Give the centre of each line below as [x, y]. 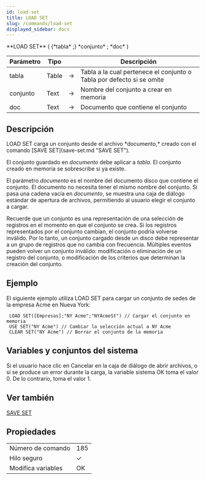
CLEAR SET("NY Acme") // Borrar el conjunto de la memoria [86, 332]
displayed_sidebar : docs [38, 29]
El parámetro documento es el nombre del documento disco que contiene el [102, 181]
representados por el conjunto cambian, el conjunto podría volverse [92, 232]
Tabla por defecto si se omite [122, 80]
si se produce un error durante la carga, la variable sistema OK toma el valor [102, 372]
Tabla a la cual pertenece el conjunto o [136, 72]
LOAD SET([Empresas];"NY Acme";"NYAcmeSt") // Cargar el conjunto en [100, 316]
